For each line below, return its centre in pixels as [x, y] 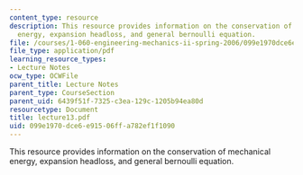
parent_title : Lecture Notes [64, 84]
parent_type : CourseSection [62, 92]
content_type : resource [54, 17]
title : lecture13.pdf [50, 118]
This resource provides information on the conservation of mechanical [140, 152]
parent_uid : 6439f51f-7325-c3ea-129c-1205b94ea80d [106, 101]
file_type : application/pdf [62, 51]
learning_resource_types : [58, 59]
